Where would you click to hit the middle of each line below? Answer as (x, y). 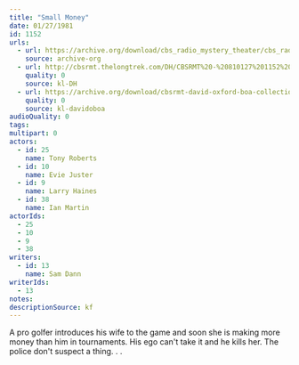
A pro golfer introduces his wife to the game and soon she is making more (145, 333)
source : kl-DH (51, 84)
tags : (19, 126)
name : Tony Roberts (61, 158)
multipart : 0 (33, 134)
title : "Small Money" (49, 17)
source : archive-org (63, 59)
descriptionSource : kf (51, 307)
